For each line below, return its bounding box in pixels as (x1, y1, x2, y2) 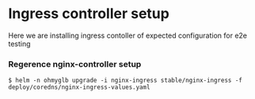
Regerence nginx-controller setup (8, 58, 142, 69)
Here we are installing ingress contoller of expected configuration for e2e (8, 31, 248, 40)
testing (8, 38, 31, 48)
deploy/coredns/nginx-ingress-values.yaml (8, 83, 150, 91)
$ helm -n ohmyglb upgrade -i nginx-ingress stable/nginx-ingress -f (8, 76, 243, 85)
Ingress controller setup (8, 5, 170, 23)
